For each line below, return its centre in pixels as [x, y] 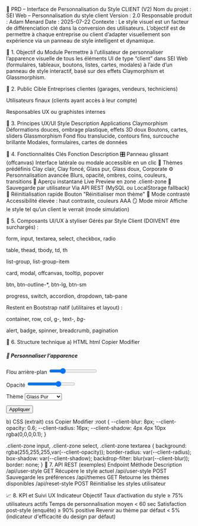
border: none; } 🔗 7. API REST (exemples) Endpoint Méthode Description [94, 464]
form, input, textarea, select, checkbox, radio [61, 238]
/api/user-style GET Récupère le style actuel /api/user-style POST [87, 471]
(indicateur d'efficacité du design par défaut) [61, 517]
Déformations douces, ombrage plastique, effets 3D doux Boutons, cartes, [97, 130]
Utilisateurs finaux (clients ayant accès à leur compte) [72, 100]
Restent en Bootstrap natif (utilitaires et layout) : [64, 307]
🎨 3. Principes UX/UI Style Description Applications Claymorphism [87, 123]
